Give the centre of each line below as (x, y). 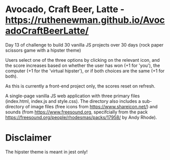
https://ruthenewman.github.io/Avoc (85, 20)
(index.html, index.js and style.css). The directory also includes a (73, 101)
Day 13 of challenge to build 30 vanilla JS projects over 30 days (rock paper (84, 45)
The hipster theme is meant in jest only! (46, 152)
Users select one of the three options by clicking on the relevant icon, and (82, 60)
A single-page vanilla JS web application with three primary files (73, 96)
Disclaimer (28, 138)
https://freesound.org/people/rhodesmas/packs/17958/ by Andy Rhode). (81, 117)
